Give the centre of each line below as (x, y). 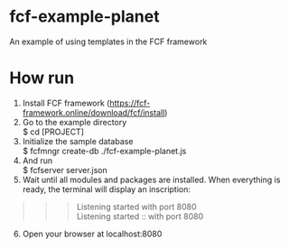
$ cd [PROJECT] (53, 132)
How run (42, 78)
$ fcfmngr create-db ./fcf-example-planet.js (104, 151)
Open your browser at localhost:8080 (92, 234)
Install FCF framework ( (66, 103)
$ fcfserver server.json (65, 170)
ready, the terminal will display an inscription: (107, 189)
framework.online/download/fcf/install (93, 112)
